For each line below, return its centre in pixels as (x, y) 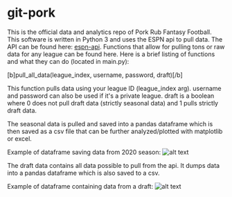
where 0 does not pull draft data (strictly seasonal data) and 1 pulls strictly (113, 103)
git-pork (32, 13)
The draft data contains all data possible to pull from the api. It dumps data (114, 165)
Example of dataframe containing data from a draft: (80, 186)
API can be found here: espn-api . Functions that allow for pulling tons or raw (116, 46)
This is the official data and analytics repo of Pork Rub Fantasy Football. (110, 32)
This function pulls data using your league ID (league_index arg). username (114, 88)
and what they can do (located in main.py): (68, 61)
